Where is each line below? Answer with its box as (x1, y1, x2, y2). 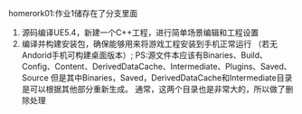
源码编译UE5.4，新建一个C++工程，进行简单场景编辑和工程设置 (21, 27, 260, 38)
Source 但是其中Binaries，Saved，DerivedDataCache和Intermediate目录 (21, 72, 293, 83)
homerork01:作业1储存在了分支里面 (8, 8, 137, 18)
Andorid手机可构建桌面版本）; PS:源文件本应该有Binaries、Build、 (21, 50, 269, 61)
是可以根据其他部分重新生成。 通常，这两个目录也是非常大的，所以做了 (21, 84, 286, 94)
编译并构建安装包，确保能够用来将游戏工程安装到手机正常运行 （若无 (21, 39, 278, 49)
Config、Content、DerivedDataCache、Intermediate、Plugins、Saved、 (21, 62, 292, 71)
